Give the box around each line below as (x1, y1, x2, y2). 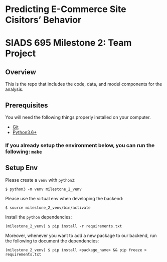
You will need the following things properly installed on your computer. (5, 114, 151, 120)
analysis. (5, 86, 24, 92)
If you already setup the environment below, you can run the (5, 142, 155, 149)
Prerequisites (5, 101, 48, 109)
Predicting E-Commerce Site (5, 4, 126, 15)
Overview (5, 68, 37, 76)
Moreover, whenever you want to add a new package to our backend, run (5, 232, 157, 238)
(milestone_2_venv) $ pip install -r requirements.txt (5, 223, 122, 229)
